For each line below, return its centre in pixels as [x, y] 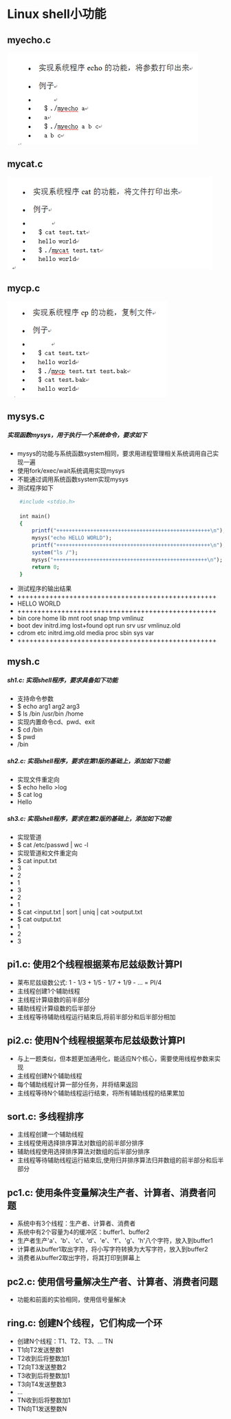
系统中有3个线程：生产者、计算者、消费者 [76, 1224]
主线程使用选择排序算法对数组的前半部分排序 [80, 1143]
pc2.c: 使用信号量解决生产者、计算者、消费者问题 [113, 1282]
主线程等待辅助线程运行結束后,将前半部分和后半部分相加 [96, 1016]
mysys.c [26, 417]
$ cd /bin [30, 729]
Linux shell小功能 [57, 14]
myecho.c [29, 40]
